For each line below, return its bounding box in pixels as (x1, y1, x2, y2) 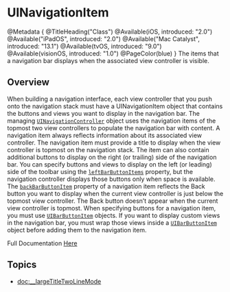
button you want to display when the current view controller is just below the (7, 189, 224, 197)
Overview (7, 77, 50, 88)
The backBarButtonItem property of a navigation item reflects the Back (7, 182, 206, 190)
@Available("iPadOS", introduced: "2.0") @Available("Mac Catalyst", (7, 34, 200, 42)
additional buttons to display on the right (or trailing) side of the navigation (7, 153, 217, 161)
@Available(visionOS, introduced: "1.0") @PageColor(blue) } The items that (7, 49, 220, 58)
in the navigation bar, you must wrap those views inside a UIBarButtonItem (7, 218, 218, 227)
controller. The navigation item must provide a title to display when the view (7, 138, 221, 147)
